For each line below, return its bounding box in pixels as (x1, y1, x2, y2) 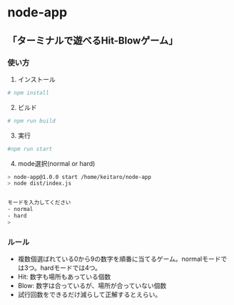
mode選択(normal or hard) (17, 159, 96, 167)
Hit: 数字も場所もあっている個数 (17, 272, 111, 281)
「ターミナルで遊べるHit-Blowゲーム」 (7, 34, 178, 46)
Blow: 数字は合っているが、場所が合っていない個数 (17, 281, 167, 290)
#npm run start (7, 145, 53, 152)
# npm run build (7, 117, 56, 125)
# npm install (7, 89, 50, 96)
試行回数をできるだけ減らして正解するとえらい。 (17, 290, 162, 299)
